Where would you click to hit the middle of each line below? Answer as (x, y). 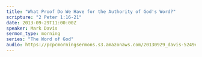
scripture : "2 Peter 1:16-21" (44, 17)
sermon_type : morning (33, 34)
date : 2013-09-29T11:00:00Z (41, 23)
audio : (14, 45)
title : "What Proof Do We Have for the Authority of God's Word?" (91, 12)
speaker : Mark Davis (32, 28)
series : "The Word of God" (40, 39)
